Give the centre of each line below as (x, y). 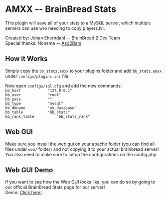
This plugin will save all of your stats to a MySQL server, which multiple (78, 23)
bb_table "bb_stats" (38, 112)
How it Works (26, 59)
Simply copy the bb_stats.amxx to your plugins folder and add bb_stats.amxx (83, 71)
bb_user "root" (33, 95)
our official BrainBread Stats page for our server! (55, 187)
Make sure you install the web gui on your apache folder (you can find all (80, 144)
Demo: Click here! (24, 193)
